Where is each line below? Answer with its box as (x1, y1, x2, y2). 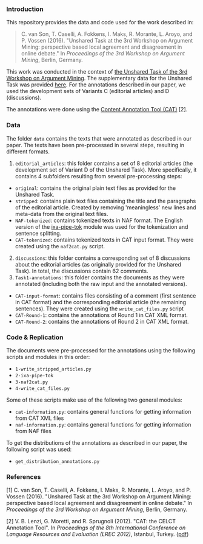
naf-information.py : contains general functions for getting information (15, 420, 191, 428)
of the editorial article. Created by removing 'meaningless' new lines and (15, 203, 196, 211)
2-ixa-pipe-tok (15, 372, 54, 378)
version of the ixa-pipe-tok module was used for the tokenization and (15, 223, 188, 230)
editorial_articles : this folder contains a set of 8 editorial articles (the (15, 159, 193, 167)
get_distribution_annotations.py (15, 458, 100, 464)
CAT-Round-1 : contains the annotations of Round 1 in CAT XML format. (15, 311, 188, 318)
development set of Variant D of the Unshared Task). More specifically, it (15, 166, 197, 173)
